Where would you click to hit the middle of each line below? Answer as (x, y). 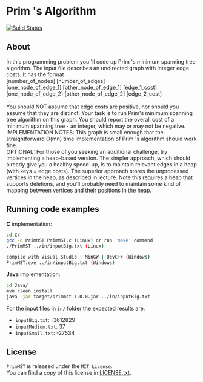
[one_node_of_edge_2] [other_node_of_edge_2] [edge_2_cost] (84, 94)
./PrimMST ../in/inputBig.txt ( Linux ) (55, 246)
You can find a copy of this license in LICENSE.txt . (69, 373)
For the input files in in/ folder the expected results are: (76, 308)
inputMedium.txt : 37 (40, 326)
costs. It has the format (35, 74)
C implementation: (29, 224)
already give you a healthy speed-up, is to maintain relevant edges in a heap (101, 164)
